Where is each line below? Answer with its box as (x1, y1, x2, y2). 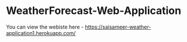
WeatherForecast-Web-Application (6, 4, 182, 17)
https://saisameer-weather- (84, 23, 151, 30)
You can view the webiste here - (6, 23, 84, 30)
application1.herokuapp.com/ (6, 29, 76, 36)
